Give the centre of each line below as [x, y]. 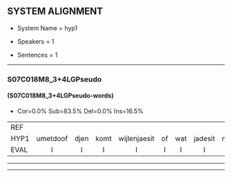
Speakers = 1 [36, 41]
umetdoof [52, 138]
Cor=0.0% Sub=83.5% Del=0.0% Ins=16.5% [80, 111]
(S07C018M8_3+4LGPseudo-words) [60, 95]
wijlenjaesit [137, 138]
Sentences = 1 [37, 55]
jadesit [204, 138]
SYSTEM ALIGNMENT [55, 11]
